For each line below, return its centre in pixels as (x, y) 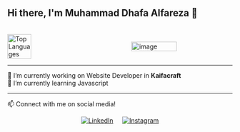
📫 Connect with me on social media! (62, 103)
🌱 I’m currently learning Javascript (58, 83)
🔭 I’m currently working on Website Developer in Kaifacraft (94, 75)
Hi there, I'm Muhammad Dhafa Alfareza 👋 (102, 13)
